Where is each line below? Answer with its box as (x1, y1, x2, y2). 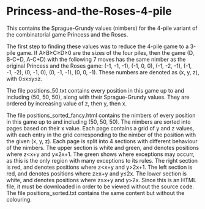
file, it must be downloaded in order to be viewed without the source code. (6, 183, 195, 190)
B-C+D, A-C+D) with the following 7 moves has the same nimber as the (6, 55, 186, 63)
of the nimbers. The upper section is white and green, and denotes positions (6, 144, 199, 151)
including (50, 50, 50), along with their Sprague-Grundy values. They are (6, 93, 190, 101)
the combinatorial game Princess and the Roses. (6, 30, 129, 38)
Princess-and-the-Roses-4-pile (6, 4, 173, 18)
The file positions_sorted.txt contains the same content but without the (6, 189, 185, 196)
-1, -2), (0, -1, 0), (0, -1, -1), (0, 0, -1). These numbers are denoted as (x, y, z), (6, 68, 199, 76)
